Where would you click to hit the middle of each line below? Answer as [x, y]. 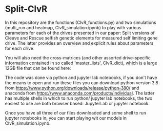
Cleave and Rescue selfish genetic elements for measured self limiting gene [81, 38]
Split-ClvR [26, 9]
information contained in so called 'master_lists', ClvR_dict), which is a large [81, 63]
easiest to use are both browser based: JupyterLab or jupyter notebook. [77, 103]
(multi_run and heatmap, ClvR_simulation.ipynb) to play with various [73, 27]
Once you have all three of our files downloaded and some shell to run [76, 112]
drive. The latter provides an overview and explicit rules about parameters [79, 43]
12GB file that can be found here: [38, 68]
